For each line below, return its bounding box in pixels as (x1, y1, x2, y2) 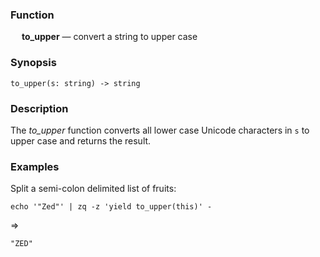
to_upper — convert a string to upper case (21, 31, 198, 43)
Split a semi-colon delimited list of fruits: (10, 183, 177, 195)
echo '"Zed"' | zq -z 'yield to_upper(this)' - (10, 202, 213, 212)
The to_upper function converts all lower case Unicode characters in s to (10, 124, 310, 136)
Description (10, 101, 69, 115)
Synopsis (10, 56, 57, 70)
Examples (10, 159, 60, 173)
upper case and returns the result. (10, 134, 152, 147)
